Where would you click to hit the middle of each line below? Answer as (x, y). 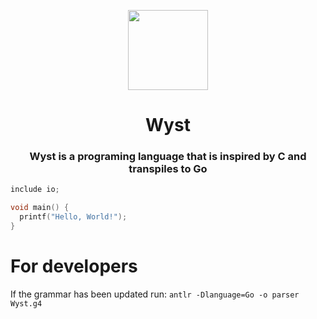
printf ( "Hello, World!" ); (73, 217)
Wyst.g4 (26, 303)
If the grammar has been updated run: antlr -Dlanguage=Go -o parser (155, 294)
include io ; (35, 190)
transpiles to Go (168, 169)
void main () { (40, 208)
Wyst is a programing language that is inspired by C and (168, 157)
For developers (74, 266)
